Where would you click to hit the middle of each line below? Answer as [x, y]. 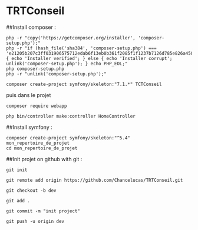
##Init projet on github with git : [44, 159]
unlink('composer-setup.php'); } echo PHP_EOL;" [67, 64]
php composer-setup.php [35, 69]
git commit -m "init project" [43, 211]
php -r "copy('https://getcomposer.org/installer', [71, 38]
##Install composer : [31, 27]
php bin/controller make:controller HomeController [71, 116]
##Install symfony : [29, 127]
